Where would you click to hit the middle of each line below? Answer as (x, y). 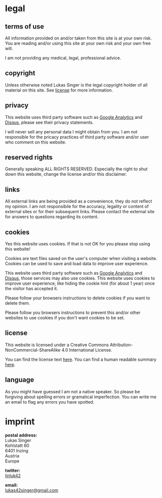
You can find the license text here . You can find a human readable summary (81, 359)
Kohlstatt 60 (17, 445)
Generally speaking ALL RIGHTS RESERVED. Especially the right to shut (76, 169)
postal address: (21, 435)
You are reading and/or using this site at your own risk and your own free (78, 43)
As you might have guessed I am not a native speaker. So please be (73, 391)
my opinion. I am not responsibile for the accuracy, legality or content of (77, 206)
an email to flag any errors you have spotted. (50, 402)
